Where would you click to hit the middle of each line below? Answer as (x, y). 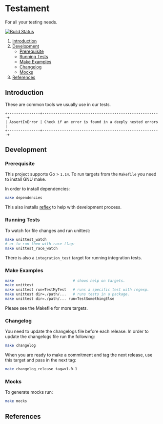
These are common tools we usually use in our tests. (58, 104)
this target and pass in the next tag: (41, 360)
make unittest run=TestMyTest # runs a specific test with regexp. (77, 290)
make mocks (16, 401)
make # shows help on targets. (65, 281)
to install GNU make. (26, 179)
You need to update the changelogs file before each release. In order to (77, 331)
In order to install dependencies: (38, 189)
